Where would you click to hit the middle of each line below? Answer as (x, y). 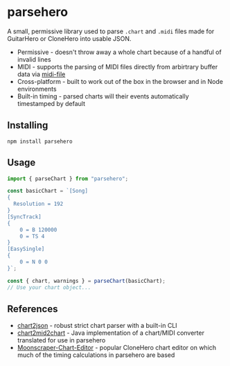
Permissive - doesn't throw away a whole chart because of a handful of (119, 52)
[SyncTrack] (24, 217)
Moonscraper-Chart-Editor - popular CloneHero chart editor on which (117, 348)
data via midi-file (41, 74)
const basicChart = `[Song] (48, 191)
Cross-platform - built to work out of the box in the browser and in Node (120, 81)
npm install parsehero (40, 141)
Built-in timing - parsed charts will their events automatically (103, 96)
